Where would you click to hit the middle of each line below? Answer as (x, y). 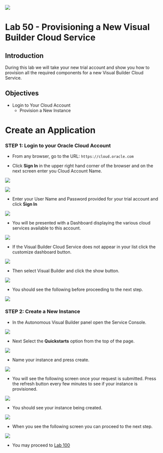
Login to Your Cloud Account (41, 105)
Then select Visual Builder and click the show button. (66, 271)
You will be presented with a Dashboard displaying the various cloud (81, 223)
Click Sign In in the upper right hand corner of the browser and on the (82, 166)
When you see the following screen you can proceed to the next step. (82, 426)
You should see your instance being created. (57, 407)
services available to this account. (47, 228)
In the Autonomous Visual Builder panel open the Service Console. (79, 322)
